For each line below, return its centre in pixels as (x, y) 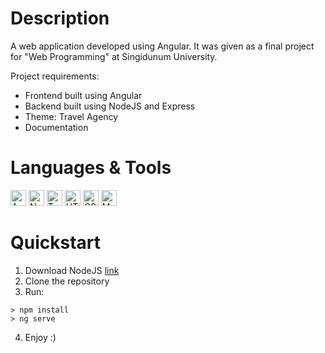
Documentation (56, 127)
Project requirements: (55, 76)
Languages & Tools (91, 168)
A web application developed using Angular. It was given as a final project (162, 46)
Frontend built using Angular (83, 95)
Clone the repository (67, 281)
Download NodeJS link (72, 270)
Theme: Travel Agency (71, 116)
